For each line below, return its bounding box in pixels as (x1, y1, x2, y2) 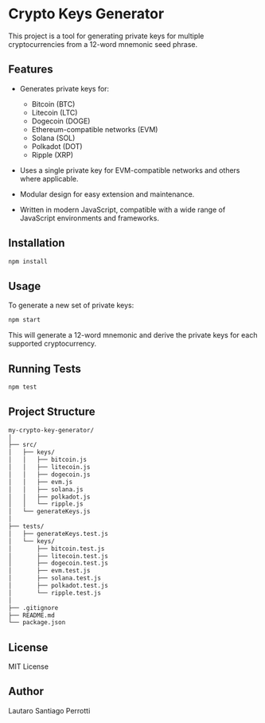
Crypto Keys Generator (8, 5, 165, 23)
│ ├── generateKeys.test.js (8, 530, 109, 537)
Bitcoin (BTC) (31, 99, 76, 108)
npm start (8, 316, 41, 324)
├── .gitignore (8, 604, 59, 612)
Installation (8, 236, 65, 250)
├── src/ (8, 441, 37, 449)
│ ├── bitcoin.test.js (8, 545, 105, 553)
